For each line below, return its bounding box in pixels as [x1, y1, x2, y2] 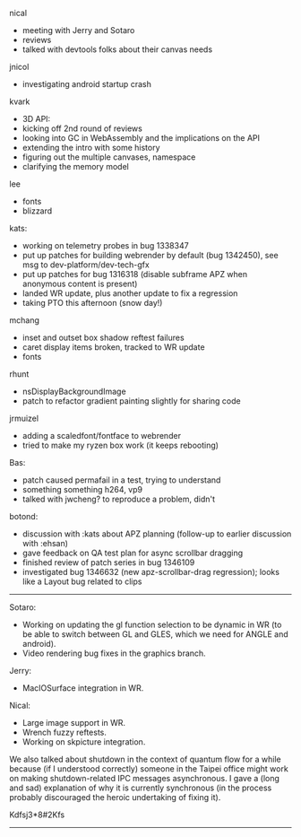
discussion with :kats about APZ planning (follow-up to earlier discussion [21, 528, 292, 539]
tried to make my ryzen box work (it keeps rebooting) [21, 440, 219, 450]
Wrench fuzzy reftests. [21, 727, 107, 737]
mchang [9, 315, 40, 326]
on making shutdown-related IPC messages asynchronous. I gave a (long [9, 773, 280, 783]
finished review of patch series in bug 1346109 [21, 557, 195, 568]
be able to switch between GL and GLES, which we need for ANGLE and [21, 629, 288, 640]
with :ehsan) [21, 538, 69, 548]
